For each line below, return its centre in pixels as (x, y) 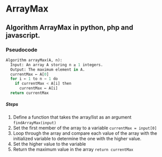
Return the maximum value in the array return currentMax (73, 149)
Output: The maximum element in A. (48, 69)
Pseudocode (21, 49)
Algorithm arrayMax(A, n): (34, 60)
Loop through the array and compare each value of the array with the (85, 133)
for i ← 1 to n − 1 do (34, 79)
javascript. (23, 35)
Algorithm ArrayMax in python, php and (69, 28)
